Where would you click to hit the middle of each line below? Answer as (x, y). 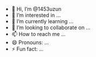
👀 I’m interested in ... (36, 15)
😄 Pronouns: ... (30, 42)
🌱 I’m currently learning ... (42, 21)
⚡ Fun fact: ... (27, 49)
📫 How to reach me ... (38, 34)
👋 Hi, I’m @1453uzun (36, 9)
